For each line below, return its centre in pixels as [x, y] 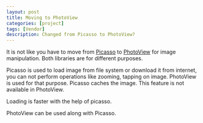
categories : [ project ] [35, 23]
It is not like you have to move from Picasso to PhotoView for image [91, 52]
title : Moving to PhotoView [42, 18]
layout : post [23, 12]
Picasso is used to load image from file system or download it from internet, [102, 70]
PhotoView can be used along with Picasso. [61, 113]
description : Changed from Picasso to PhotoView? [71, 35]
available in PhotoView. [35, 90]
